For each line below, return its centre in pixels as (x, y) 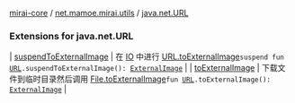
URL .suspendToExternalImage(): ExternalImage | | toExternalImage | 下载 (143, 68)
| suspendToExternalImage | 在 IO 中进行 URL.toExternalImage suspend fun (147, 56)
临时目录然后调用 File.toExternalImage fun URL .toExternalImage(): (148, 79)
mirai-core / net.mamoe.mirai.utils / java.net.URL (99, 13)
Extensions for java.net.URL (72, 36)
